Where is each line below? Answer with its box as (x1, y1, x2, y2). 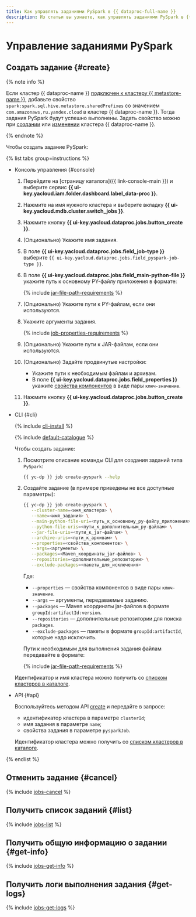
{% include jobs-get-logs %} (6, 904, 75, 911)
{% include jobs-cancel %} (6, 788, 71, 795)
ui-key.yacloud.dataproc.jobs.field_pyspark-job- (57, 255, 180, 261)
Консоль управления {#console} (14, 166, 95, 173)
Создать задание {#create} (6, 63, 110, 73)
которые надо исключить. (32, 633, 97, 640)
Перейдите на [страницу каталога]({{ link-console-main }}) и (23, 177, 173, 185)
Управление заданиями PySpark (6, 39, 173, 53)
